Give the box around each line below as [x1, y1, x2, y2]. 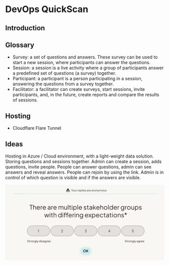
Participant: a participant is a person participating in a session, [12, 76, 143, 82]
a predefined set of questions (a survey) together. [12, 70, 117, 76]
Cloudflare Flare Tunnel [12, 125, 62, 131]
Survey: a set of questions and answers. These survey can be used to [12, 54, 158, 60]
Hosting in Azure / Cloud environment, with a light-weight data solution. [5, 153, 154, 160]
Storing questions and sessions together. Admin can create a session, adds [5, 158, 162, 165]
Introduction [5, 24, 45, 32]
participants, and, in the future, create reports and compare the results [12, 92, 160, 98]
